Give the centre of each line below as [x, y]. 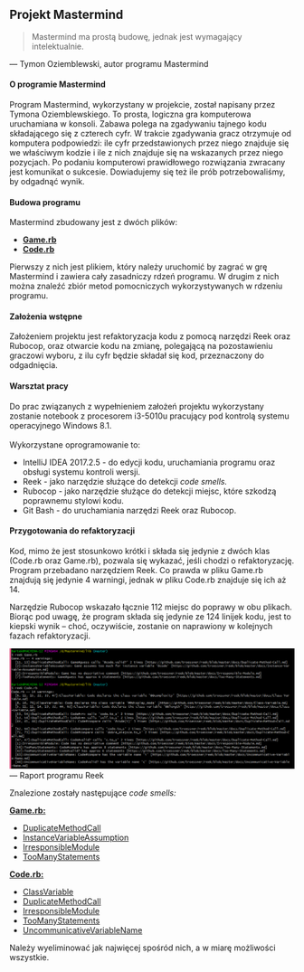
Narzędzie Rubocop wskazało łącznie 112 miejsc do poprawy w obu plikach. [151, 607]
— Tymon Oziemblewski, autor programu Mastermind [109, 63]
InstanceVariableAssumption [76, 837]
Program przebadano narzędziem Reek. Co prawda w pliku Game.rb [137, 570]
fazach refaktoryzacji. [50, 636]
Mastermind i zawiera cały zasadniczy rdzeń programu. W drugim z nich [144, 277]
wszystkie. [29, 957]
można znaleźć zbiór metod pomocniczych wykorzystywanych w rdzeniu [146, 286]
